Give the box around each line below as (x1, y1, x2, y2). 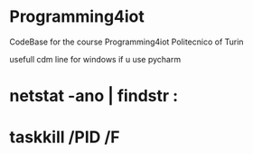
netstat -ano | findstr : (9, 86, 179, 106)
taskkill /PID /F (9, 127, 120, 148)
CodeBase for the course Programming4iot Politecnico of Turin (9, 36, 244, 47)
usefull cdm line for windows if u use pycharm (9, 53, 182, 64)
